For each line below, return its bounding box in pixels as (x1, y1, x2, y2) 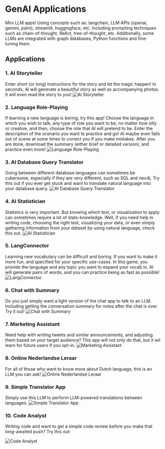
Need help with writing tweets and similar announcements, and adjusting (5, 332, 153, 338)
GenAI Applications (5, 3, 87, 15)
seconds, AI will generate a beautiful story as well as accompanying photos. (5, 86, 160, 92)
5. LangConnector (5, 242, 49, 249)
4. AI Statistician (5, 198, 46, 205)
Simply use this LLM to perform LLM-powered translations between (5, 395, 142, 400)
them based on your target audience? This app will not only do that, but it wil (5, 337, 161, 343)
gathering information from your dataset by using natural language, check (5, 225, 155, 231)
